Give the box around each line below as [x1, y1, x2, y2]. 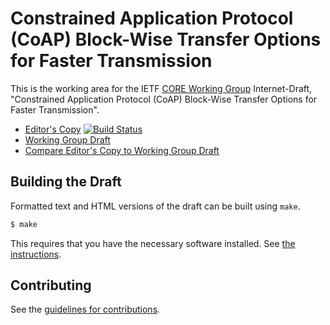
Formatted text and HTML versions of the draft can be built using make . [10, 200, 301, 212]
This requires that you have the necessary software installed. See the [10, 237, 296, 249]
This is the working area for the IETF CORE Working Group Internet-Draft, [10, 82, 313, 94]
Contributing [10, 277, 92, 294]
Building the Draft [10, 173, 122, 191]
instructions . [10, 248, 62, 260]
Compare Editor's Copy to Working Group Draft [24, 144, 220, 156]
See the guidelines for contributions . [10, 303, 161, 316]
